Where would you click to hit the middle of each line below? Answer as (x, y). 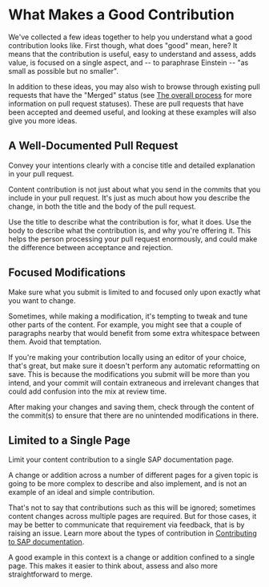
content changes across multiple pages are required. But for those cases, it (132, 516)
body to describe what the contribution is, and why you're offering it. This (130, 230)
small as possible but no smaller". (63, 71)
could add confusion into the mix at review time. (87, 391)
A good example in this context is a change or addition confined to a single (131, 557)
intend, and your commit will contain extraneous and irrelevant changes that (134, 383)
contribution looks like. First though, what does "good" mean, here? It (123, 45)
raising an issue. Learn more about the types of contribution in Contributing (133, 533)
